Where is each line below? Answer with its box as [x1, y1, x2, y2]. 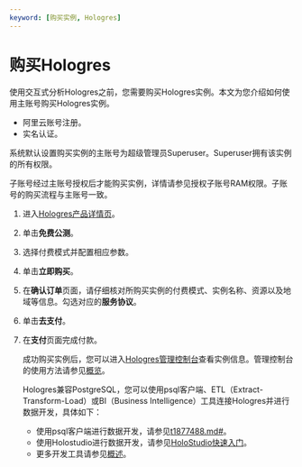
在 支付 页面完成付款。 [22, 334, 102, 345]
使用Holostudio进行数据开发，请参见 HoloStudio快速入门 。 [35, 436, 252, 447]
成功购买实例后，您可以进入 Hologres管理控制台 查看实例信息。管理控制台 [22, 353, 294, 364]
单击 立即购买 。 [22, 265, 78, 276]
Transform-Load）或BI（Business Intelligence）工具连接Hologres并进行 [22, 395, 290, 406]
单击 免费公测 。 [22, 227, 78, 238]
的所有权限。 [9, 159, 57, 169]
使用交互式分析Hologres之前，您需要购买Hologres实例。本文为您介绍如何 [9, 87, 282, 97]
